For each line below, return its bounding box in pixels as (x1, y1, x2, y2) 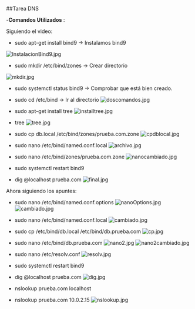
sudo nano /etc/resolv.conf (14, 251, 80, 258)
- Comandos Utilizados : (6, 16, 65, 23)
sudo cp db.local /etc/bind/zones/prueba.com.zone (14, 131, 140, 137)
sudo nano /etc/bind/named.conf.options (14, 199, 114, 205)
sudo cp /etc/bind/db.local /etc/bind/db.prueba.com (14, 228, 141, 235)
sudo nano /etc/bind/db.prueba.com (14, 240, 103, 246)
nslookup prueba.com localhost (14, 285, 92, 292)
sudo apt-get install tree (14, 108, 73, 114)
